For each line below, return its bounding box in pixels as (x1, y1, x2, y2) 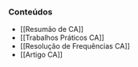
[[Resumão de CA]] (19, 25, 84, 34)
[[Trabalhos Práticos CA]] (19, 33, 104, 42)
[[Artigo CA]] (19, 50, 63, 60)
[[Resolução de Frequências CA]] (19, 41, 131, 51)
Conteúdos (8, 6, 53, 18)
